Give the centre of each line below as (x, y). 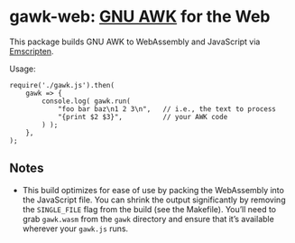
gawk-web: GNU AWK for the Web (140, 17)
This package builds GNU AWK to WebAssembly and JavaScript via (135, 42)
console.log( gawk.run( (86, 101)
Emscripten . (32, 51)
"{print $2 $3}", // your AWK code (143, 117)
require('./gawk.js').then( (62, 85)
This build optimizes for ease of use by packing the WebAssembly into (153, 190)
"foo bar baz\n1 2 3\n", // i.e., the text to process (167, 109)
